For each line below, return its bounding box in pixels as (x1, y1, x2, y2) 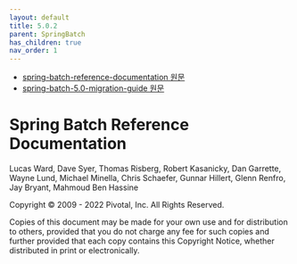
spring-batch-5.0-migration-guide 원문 (21, 83, 165, 94)
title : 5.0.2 (9, 21, 58, 30)
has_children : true (9, 37, 82, 47)
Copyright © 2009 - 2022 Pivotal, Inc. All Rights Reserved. (9, 200, 225, 210)
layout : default (9, 12, 70, 22)
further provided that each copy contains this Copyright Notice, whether (9, 235, 275, 246)
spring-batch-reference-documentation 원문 (21, 72, 186, 83)
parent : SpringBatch (9, 29, 87, 38)
